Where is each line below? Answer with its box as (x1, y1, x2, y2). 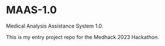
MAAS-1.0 (6, 3, 57, 17)
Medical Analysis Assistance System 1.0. (6, 22, 104, 29)
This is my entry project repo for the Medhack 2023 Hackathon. (6, 33, 159, 40)
